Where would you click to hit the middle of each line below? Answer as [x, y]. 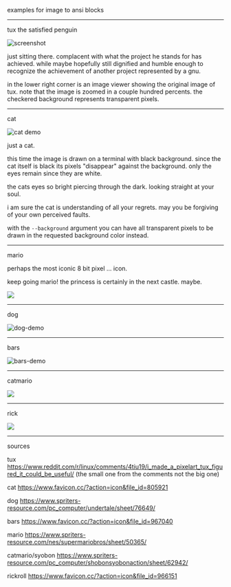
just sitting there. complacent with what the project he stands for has [104, 56]
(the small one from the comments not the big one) [147, 474]
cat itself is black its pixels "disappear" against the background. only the [109, 166]
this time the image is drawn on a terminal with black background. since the [114, 159]
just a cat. [21, 145]
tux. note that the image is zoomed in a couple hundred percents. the [105, 92]
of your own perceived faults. [49, 215]
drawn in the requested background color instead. [78, 235]
